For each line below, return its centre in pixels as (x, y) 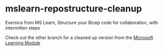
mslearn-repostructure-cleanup (73, 9)
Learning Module (23, 42)
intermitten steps (23, 27)
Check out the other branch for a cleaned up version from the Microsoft (79, 37)
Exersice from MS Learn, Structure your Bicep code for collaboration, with (81, 22)
